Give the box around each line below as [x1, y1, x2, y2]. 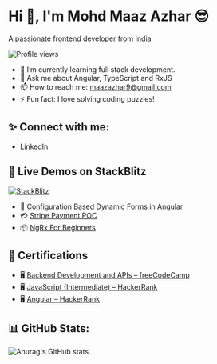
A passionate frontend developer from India [8, 34, 152, 43]
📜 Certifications [8, 248, 89, 262]
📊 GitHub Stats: [8, 322, 90, 335]
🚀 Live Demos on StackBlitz [8, 165, 147, 178]
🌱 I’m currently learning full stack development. [19, 64, 176, 74]
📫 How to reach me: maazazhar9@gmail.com [19, 82, 172, 91]
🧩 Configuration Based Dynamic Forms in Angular [19, 202, 183, 211]
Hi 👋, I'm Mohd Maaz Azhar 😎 [8, 7, 210, 26]
